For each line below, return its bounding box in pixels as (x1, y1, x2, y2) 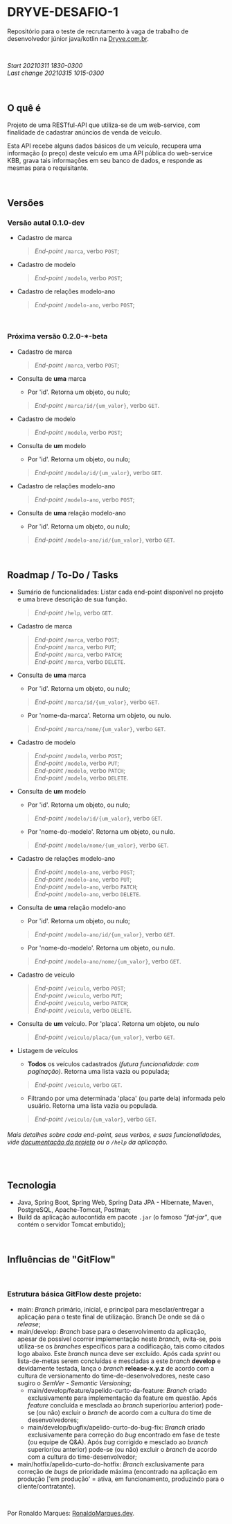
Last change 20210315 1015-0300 (7, 69, 105, 77)
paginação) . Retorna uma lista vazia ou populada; (27, 1067, 170, 1075)
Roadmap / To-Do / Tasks (7, 570, 119, 581)
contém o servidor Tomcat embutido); (17, 1220, 126, 1228)
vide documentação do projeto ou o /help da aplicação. (7, 1138, 168, 1147)
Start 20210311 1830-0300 (7, 61, 83, 69)
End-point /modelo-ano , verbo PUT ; (34, 875, 132, 883)
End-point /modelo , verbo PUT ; (34, 759, 120, 767)
